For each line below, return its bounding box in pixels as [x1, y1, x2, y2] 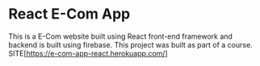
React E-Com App [8, 5, 131, 23]
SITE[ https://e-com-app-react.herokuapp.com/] [8, 48, 168, 58]
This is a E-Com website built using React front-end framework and [8, 31, 233, 41]
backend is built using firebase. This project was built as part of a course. [8, 39, 253, 49]
